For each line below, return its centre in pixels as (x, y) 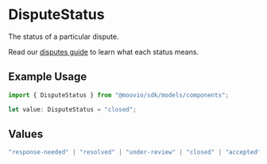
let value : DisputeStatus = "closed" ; (72, 109)
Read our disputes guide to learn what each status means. (104, 51)
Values (26, 133)
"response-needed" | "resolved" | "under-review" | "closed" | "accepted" (135, 152)
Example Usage (48, 77)
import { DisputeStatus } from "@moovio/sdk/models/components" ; (118, 95)
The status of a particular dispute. (64, 36)
